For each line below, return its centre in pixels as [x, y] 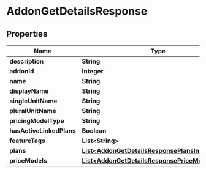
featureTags [28, 141]
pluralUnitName [33, 111]
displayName [29, 91]
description [27, 61]
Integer [93, 71]
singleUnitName [33, 101]
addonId [22, 71]
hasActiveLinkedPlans [43, 131]
